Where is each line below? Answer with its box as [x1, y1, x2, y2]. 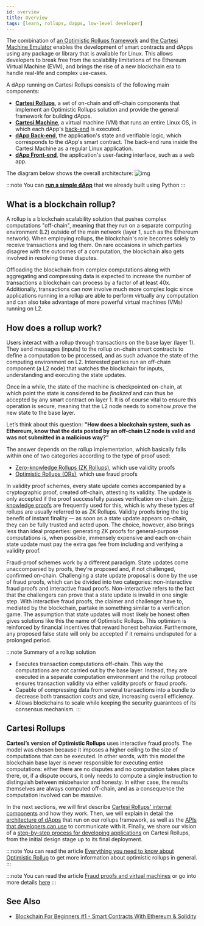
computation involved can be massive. [6, 791, 103, 799]
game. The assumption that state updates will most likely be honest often [6, 611, 190, 618]
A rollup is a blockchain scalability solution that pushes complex [6, 215, 166, 223]
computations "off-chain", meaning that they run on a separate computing [6, 222, 192, 229]
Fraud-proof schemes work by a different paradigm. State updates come [6, 559, 189, 566]
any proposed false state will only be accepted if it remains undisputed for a [6, 630, 197, 637]
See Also [6, 896, 41, 906]
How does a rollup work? [6, 323, 102, 333]
